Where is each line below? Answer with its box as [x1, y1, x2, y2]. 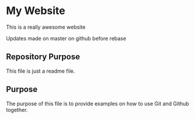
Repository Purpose [6, 52, 81, 62]
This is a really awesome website [6, 23, 86, 30]
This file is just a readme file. [6, 67, 75, 74]
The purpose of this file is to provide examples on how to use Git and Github [6, 100, 190, 107]
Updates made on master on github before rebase [6, 35, 127, 42]
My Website [6, 4, 65, 18]
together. [6, 106, 28, 113]
